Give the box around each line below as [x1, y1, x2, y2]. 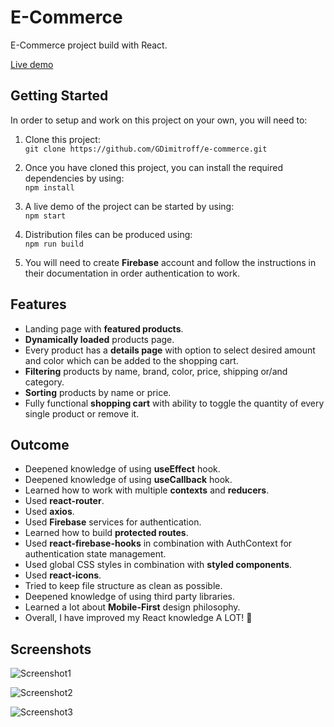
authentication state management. [24, 548, 167, 560]
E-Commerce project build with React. [10, 39, 168, 51]
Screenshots [10, 641, 92, 658]
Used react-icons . [24, 569, 102, 581]
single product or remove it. [24, 407, 140, 420]
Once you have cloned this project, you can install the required [24, 161, 283, 173]
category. [24, 376, 65, 388]
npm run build [24, 239, 84, 249]
